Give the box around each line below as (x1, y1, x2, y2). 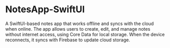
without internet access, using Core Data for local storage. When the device (5, 31, 165, 37)
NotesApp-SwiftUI (5, 4, 85, 15)
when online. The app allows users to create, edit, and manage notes (5, 26, 151, 32)
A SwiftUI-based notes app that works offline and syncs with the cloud (5, 20, 154, 27)
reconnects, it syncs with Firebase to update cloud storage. (5, 37, 130, 43)
